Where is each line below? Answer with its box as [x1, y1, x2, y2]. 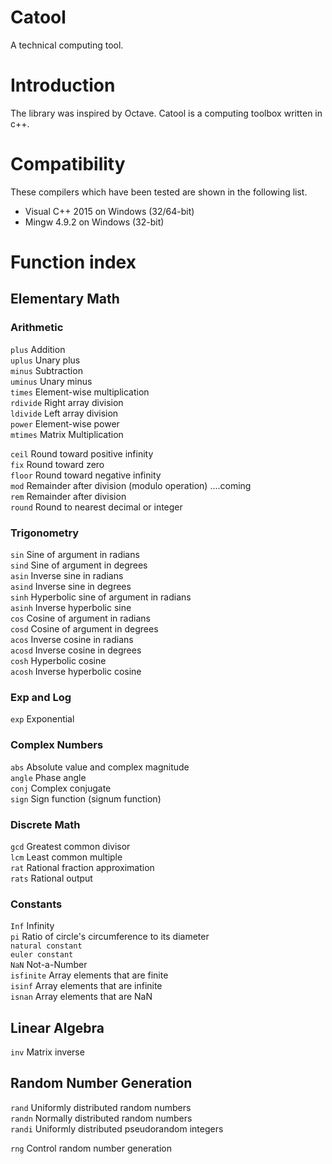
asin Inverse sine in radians [10, 569, 124, 581]
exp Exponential [10, 713, 75, 725]
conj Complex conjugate [10, 782, 112, 794]
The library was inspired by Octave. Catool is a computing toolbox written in [10, 107, 323, 119]
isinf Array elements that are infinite [10, 980, 163, 992]
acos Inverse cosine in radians [10, 633, 134, 645]
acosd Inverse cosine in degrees [10, 644, 142, 656]
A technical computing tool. [10, 39, 124, 51]
